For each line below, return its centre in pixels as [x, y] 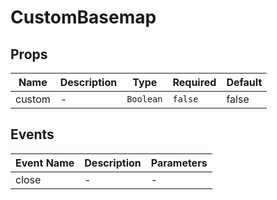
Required [194, 82]
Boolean [144, 99]
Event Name [45, 163]
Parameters [179, 163]
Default [244, 82]
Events [32, 134]
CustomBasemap [83, 17]
